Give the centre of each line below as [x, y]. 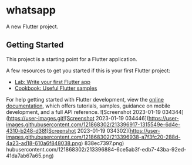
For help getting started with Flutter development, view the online [85, 99]
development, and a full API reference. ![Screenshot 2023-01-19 [84, 112]
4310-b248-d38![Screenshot [41, 130]
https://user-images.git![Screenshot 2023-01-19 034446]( [78, 118]
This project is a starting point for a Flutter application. [72, 59]
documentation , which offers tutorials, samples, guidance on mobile [88, 106]
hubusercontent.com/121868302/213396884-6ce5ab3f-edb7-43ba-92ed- [96, 149]
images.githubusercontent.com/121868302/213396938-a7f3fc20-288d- [93, 137]
